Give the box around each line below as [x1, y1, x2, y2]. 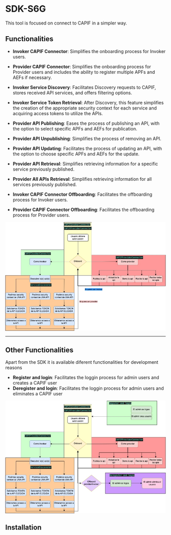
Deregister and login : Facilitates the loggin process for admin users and [12, 385, 164, 391]
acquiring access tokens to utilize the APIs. [12, 110, 103, 116]
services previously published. [12, 181, 77, 188]
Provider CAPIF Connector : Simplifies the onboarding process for [12, 63, 151, 69]
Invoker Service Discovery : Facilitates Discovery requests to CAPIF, [12, 84, 156, 90]
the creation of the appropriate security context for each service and [12, 105, 157, 111]
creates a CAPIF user [12, 380, 58, 386]
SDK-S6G [5, 3, 46, 15]
